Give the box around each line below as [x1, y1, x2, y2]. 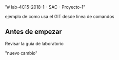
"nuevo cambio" [5, 50, 38, 56]
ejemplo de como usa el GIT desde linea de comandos [5, 14, 115, 19]
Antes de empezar [5, 28, 62, 36]
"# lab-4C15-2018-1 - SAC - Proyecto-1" [5, 4, 86, 10]
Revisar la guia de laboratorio [5, 40, 64, 46]
